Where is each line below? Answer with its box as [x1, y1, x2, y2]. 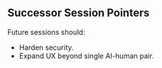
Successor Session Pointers [7, 6, 150, 20]
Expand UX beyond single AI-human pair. [18, 51, 154, 60]
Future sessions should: [7, 27, 86, 36]
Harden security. [18, 43, 74, 52]
